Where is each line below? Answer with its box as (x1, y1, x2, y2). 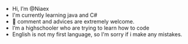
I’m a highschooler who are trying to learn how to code (12, 24, 150, 31)
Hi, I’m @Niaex (12, 5, 49, 12)
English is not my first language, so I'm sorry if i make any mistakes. (12, 31, 183, 38)
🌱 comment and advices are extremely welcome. (12, 18, 135, 25)
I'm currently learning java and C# (12, 11, 97, 19)
